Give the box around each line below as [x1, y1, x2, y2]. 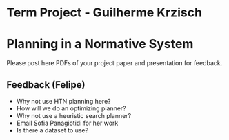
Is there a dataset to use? [16, 126, 89, 135]
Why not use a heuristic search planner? [16, 111, 132, 119]
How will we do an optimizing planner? [16, 104, 127, 113]
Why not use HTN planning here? [16, 97, 111, 105]
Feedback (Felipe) [6, 79, 86, 91]
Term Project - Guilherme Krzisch [6, 5, 203, 21]
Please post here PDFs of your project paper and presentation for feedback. [6, 59, 223, 67]
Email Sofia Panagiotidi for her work [16, 119, 119, 127]
